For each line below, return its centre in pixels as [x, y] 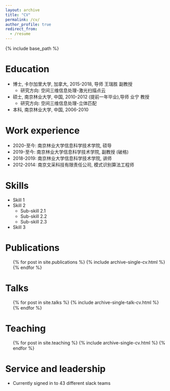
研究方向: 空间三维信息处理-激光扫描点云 [63, 90]
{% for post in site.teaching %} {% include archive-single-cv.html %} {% [89, 343]
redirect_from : [21, 29]
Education [27, 69]
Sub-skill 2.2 [34, 216]
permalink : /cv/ [22, 19]
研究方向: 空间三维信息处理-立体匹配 [58, 103]
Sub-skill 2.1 [33, 211]
